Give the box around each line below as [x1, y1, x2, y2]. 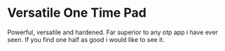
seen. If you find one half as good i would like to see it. [7, 35, 165, 43]
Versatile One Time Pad [7, 5, 147, 21]
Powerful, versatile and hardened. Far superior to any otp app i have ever [7, 28, 219, 36]
